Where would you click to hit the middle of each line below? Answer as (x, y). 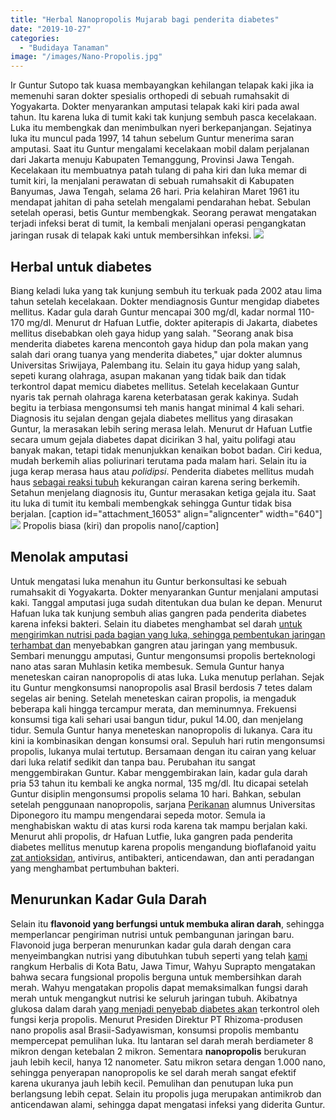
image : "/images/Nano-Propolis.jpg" (86, 57)
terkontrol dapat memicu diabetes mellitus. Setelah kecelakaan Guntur (155, 386)
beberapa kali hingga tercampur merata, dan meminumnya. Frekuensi (153, 708)
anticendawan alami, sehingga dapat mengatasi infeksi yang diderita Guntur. (168, 1104)
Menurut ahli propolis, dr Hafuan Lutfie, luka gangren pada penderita (151, 836)
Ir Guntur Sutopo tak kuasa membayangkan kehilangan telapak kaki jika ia (162, 85)
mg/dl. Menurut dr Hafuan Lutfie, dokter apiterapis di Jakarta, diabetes (172, 322)
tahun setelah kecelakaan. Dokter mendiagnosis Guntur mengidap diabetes (165, 301)
